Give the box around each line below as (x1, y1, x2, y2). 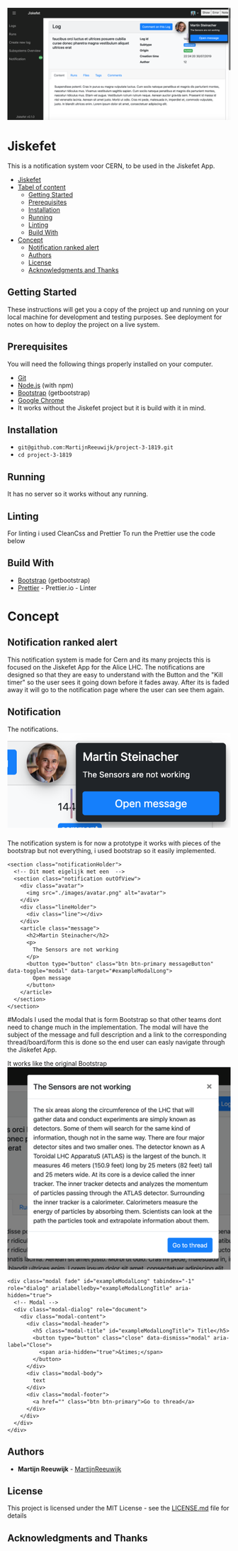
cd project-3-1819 (17, 452, 72, 459)
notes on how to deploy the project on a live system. (7, 320, 160, 328)
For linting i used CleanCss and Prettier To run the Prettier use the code (7, 529, 216, 538)
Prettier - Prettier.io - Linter (17, 583, 97, 592)
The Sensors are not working (33, 946, 119, 954)
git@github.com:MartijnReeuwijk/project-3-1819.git (17, 444, 174, 451)
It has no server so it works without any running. (7, 490, 149, 499)
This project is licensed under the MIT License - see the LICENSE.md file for (7, 1504, 229, 1513)
